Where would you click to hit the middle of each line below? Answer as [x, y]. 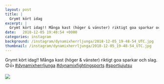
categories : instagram [28, 37]
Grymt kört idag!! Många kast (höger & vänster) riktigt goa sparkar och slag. [81, 60]
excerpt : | [16, 23]
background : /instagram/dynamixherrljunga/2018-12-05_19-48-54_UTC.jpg [79, 42]
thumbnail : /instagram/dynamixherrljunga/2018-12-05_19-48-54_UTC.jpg [78, 46]
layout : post [18, 10]
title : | [14, 14]
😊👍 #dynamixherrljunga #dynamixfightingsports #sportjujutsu [69, 65]
